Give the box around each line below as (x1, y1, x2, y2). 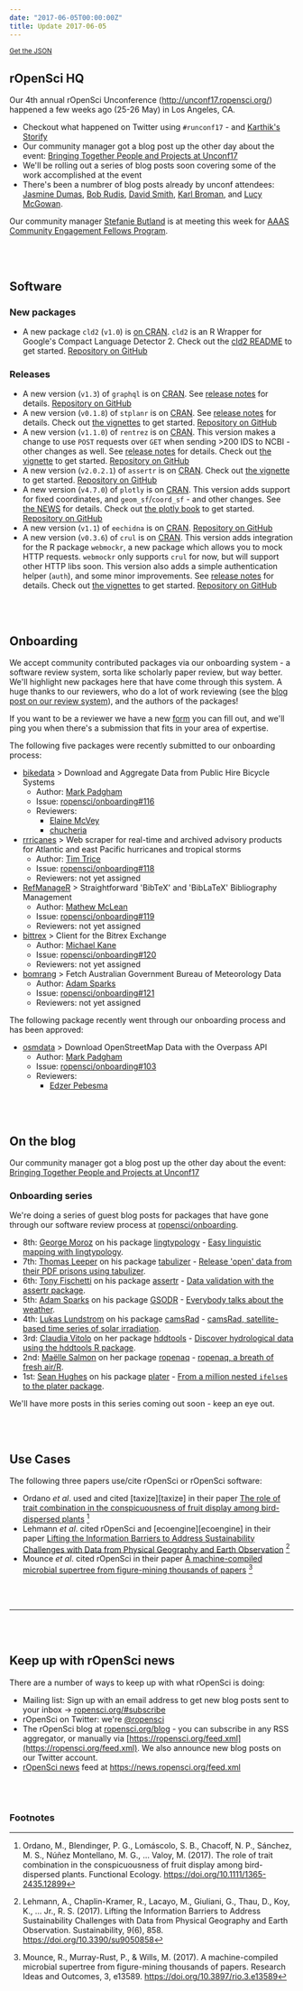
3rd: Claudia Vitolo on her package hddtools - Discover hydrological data (22, 1332, 294, 1344)
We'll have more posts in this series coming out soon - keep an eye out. (9, 1398, 275, 1409)
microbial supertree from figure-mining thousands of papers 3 (22, 1562, 253, 1575)
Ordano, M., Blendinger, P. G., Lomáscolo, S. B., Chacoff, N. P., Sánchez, (22, 1840, 292, 1851)
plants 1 (61, 1512, 90, 1525)
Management (22, 892, 72, 903)
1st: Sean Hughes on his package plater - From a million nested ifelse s (22, 1371, 289, 1382)
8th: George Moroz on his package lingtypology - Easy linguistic (22, 1237, 262, 1248)
